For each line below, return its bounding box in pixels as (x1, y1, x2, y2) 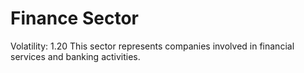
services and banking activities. (10, 50, 141, 62)
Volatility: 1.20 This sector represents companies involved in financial (10, 40, 295, 52)
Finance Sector (10, 7, 139, 30)
